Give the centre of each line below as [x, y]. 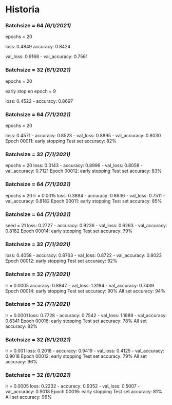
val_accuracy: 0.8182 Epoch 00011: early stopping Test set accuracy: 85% [84, 201]
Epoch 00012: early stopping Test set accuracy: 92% [61, 261]
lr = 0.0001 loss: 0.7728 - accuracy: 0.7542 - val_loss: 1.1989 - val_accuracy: [86, 315]
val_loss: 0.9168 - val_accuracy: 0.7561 [46, 57]
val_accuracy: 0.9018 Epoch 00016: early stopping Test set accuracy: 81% [84, 392]
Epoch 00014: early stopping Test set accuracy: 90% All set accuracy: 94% [85, 291]
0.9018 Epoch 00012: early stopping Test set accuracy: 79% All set [76, 356]
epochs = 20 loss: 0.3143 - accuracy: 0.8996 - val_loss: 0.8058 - [74, 165]
